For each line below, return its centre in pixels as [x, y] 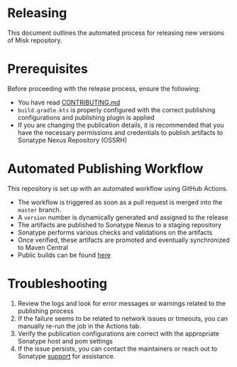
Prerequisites [48, 69]
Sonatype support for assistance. [66, 356]
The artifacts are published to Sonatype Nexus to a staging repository [120, 224]
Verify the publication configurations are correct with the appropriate [118, 333]
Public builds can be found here [64, 255]
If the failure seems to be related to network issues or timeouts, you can [123, 318]
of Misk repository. [35, 40]
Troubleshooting [57, 284]
